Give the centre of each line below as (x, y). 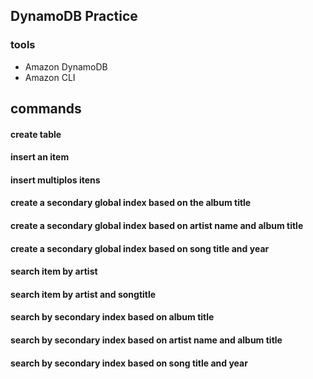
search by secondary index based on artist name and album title (146, 340)
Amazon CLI (50, 77)
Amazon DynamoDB (66, 66)
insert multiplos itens (55, 180)
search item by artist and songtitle (83, 294)
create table (36, 134)
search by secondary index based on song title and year (129, 363)
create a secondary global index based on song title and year (140, 248)
